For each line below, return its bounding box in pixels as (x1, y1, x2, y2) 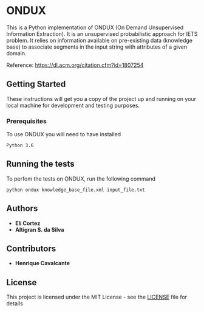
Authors (6, 203, 38, 213)
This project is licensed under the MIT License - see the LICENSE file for (6, 293, 187, 301)
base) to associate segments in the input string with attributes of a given (6, 43, 187, 50)
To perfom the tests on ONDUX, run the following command (6, 175, 156, 182)
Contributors (6, 244, 56, 254)
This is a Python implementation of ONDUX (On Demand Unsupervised (6, 24, 184, 31)
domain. (6, 49, 27, 57)
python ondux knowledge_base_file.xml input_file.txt (6, 187, 146, 193)
